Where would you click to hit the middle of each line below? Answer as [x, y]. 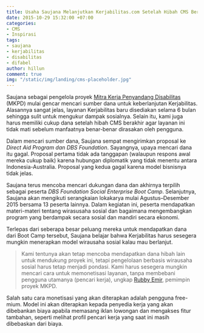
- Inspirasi [21, 35]
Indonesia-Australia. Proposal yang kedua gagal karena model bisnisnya [97, 167]
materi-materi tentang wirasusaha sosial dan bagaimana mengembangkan [99, 211]
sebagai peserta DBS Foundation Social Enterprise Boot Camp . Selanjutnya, [101, 191]
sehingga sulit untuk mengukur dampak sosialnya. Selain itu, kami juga [95, 117]
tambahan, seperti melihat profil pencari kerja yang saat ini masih [88, 317]
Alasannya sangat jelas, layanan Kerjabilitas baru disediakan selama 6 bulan [101, 110]
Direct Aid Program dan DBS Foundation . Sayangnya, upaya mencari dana [99, 148]
